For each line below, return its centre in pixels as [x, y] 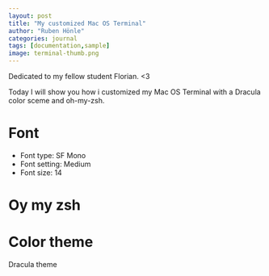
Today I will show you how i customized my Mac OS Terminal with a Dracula [134, 92]
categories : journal [43, 38]
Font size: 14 [41, 172]
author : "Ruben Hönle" [46, 31]
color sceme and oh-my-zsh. [57, 100]
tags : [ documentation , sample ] [59, 46]
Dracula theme [33, 265]
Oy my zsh [44, 205]
